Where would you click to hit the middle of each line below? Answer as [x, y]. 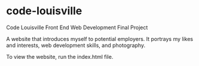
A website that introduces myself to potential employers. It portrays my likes [99, 39]
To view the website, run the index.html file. [60, 56]
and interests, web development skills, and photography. [76, 45]
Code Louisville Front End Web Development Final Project [77, 27]
